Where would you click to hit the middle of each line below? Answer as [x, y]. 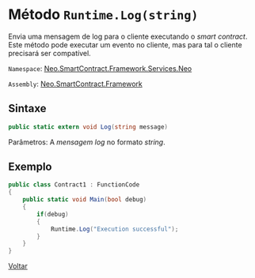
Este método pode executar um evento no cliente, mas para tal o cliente [126, 44]
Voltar [18, 266]
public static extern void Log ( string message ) [88, 127]
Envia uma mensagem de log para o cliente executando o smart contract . [128, 36]
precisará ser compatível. [49, 53]
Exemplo [30, 167]
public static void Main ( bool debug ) [85, 200]
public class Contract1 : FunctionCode [74, 185]
